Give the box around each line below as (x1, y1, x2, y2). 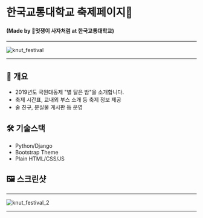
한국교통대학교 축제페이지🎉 (6, 5, 133, 19)
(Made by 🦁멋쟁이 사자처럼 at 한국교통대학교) (6, 27, 115, 34)
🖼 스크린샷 (6, 174, 47, 185)
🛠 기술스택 (6, 123, 45, 133)
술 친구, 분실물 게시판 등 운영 (14, 104, 83, 111)
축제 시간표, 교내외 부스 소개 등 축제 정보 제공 (14, 96, 122, 104)
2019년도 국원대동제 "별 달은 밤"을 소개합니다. (14, 88, 124, 96)
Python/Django (14, 142, 53, 150)
